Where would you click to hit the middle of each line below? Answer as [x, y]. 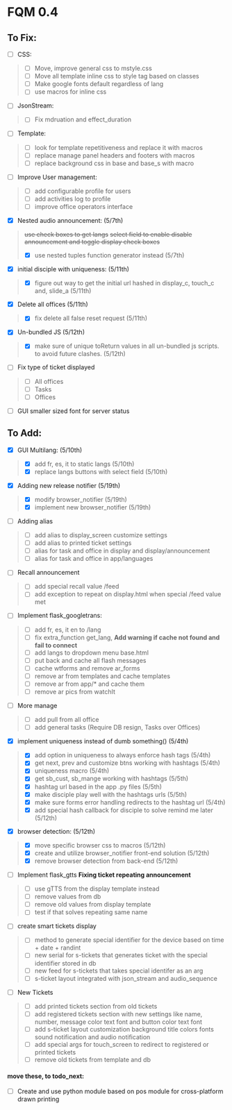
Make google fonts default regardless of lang [99, 84]
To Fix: [22, 38]
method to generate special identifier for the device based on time [129, 940]
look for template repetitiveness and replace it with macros [119, 147]
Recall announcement [48, 573]
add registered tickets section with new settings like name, [118, 1014]
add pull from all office [67, 720]
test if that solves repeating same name [91, 912]
